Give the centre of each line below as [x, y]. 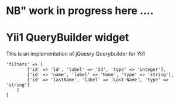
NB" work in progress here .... [80, 11]
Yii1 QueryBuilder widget [68, 38]
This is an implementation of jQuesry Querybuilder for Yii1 [75, 54]
